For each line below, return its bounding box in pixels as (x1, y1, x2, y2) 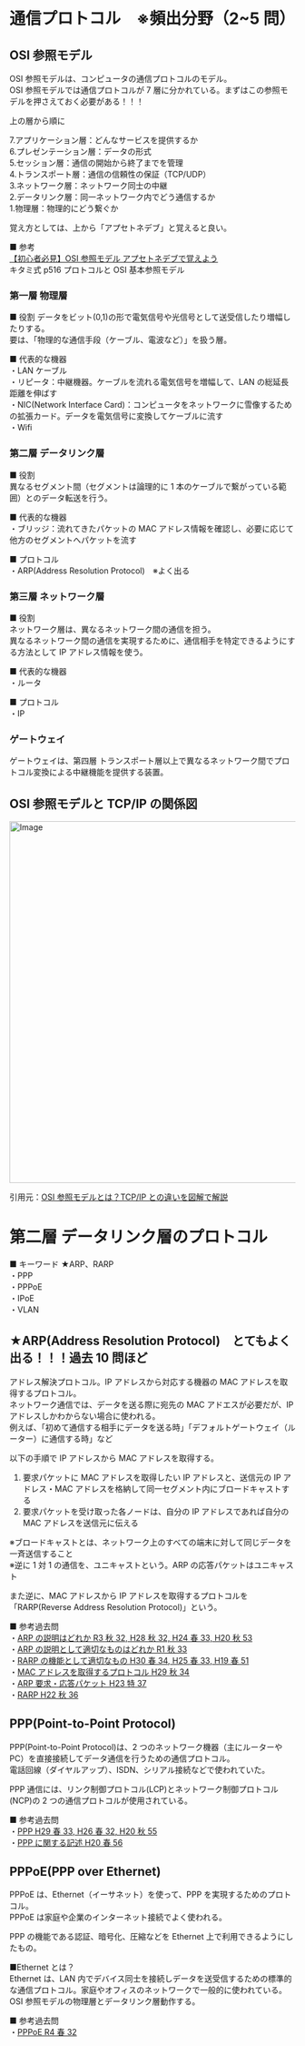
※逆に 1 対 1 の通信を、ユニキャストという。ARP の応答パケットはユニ (9, 1559, 271, 1570)
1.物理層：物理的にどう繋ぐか (9, 203, 119, 214)
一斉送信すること (9, 1548, 74, 1559)
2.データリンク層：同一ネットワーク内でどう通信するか (9, 192, 216, 202)
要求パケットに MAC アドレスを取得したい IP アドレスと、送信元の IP (22, 1472, 281, 1483)
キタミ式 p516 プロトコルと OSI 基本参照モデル (9, 265, 185, 275)
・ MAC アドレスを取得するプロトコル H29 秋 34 (9, 1666, 191, 1677)
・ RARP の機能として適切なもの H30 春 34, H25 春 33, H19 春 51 (9, 1655, 250, 1666)
